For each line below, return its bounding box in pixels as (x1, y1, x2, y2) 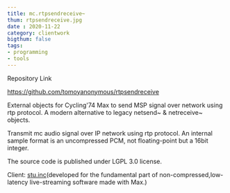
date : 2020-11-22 (7, 23, 60, 30)
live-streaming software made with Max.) (29, 178, 147, 186)
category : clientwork (7, 29, 70, 37)
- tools (7, 55, 30, 62)
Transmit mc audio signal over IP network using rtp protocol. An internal (7, 129, 213, 137)
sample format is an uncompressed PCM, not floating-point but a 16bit (7, 136, 208, 145)
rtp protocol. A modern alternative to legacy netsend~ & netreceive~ (7, 108, 203, 116)
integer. (7, 143, 29, 152)
